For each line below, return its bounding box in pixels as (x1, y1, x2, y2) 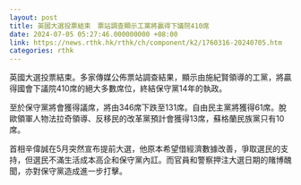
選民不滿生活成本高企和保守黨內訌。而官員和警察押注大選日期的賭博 (32, 155, 284, 165)
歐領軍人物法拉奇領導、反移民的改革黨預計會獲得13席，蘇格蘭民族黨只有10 (9, 114, 285, 124)
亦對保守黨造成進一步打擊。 (24, 166, 127, 177)
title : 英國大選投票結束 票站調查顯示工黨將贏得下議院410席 (9, 21, 210, 30)
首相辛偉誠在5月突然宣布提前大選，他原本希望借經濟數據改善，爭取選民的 (9, 144, 281, 155)
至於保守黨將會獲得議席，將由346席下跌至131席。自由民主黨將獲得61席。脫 (9, 102, 287, 113)
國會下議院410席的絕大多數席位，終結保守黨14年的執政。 (16, 83, 228, 94)
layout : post (9, 13, 58, 22)
